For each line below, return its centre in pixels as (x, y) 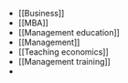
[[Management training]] (64, 62)
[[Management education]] (69, 32)
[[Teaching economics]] (64, 52)
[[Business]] (41, 13)
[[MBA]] (33, 23)
